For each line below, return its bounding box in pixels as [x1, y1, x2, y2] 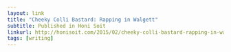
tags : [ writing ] [7, 35, 54, 42]
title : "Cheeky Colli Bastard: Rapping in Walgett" [7, 16, 158, 23]
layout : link [7, 9, 45, 17]
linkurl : [7, 28, 32, 36]
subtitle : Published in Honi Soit [7, 22, 107, 29]
